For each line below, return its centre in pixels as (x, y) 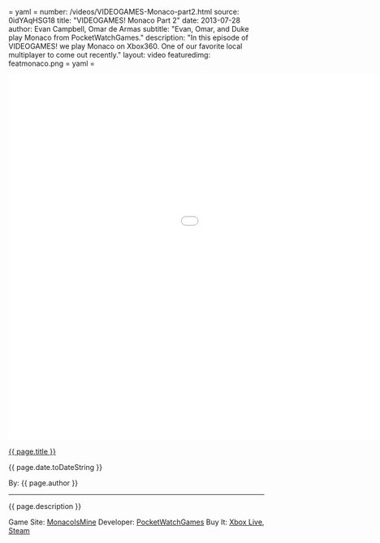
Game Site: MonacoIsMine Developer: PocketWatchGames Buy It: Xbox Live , (136, 522)
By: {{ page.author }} (43, 483)
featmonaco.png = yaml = (52, 63)
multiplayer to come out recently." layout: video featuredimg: (110, 55)
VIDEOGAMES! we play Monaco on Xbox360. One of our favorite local (125, 46)
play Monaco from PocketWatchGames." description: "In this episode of (129, 37)
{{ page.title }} (32, 451)
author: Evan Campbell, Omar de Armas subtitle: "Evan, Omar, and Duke (129, 29)
